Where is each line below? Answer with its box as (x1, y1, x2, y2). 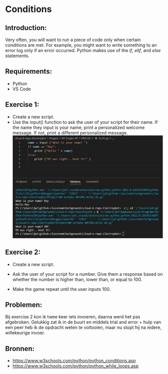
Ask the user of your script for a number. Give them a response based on (12, 271, 163, 277)
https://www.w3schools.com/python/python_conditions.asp (12, 357, 136, 364)
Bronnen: (5, 344, 35, 353)
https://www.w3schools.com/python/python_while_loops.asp (12, 363, 139, 369)
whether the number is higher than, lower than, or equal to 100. (12, 276, 142, 282)
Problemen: (5, 300, 42, 309)
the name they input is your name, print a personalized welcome (12, 124, 145, 130)
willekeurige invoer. (5, 330, 45, 336)
